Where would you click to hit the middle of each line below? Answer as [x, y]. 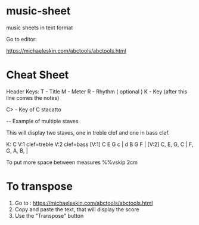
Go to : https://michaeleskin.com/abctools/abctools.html [84, 203]
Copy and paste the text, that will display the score [77, 209]
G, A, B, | [17, 150]
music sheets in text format [40, 28]
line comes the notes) [33, 98]
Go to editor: [21, 39]
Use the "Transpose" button [49, 215]
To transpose [40, 186]
